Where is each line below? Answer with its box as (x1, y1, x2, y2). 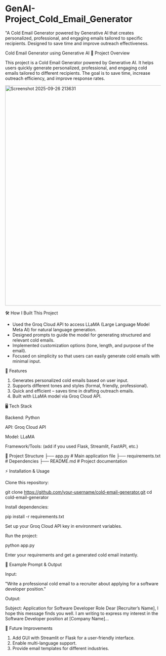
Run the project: (5, 533, 38, 539)
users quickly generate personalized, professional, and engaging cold (5, 65, 147, 71)
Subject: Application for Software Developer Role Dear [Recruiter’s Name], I (5, 605, 159, 611)
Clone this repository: (5, 479, 49, 485)
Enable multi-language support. (12, 640, 77, 646)
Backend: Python (5, 414, 40, 420)
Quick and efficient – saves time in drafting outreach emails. (12, 388, 134, 394)
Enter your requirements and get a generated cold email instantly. (5, 552, 138, 557)
